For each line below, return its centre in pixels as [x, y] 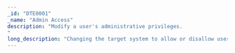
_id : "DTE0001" [29, 13]
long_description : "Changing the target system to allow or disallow [111, 39]
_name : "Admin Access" [40, 20]
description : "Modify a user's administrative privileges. [95, 26]
